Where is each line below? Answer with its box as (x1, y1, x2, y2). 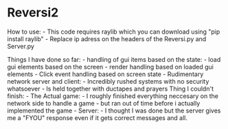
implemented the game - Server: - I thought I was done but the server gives (7, 106, 221, 115)
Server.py (7, 42, 34, 50)
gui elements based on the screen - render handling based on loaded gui (7, 62, 214, 71)
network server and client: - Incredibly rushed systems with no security (7, 77, 209, 85)
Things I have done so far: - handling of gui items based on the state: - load (7, 55, 221, 63)
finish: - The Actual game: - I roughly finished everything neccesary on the (7, 91, 218, 100)
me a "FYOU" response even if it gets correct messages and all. (7, 113, 187, 121)
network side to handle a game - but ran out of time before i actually (7, 99, 201, 107)
